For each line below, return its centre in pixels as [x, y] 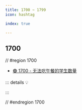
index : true [18, 24]
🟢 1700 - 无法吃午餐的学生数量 [45, 71]
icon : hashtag [20, 15]
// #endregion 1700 [25, 102]
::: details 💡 [17, 82]
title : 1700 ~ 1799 [26, 10]
